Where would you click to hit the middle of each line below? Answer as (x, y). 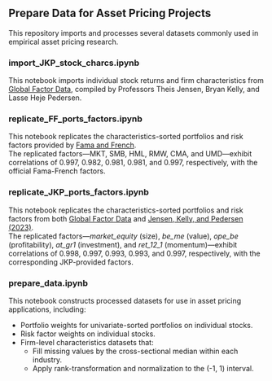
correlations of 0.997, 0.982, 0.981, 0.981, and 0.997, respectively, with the (133, 163)
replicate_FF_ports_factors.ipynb (75, 119)
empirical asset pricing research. (64, 42)
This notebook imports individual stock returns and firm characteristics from (136, 81)
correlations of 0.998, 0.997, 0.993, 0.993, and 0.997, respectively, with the (134, 253)
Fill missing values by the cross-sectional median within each (135, 351)
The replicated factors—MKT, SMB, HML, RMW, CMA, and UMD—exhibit (130, 154)
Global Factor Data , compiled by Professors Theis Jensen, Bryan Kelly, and (134, 90)
